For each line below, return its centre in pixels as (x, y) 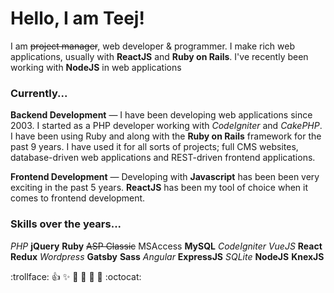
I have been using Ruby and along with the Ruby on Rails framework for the (166, 136)
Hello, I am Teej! (77, 18)
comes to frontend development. (78, 198)
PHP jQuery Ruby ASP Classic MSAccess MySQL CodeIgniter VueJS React (166, 246)
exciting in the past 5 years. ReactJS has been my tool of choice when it (159, 188)
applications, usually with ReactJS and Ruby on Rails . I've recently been (159, 56)
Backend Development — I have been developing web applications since (161, 115)
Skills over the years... (66, 224)
